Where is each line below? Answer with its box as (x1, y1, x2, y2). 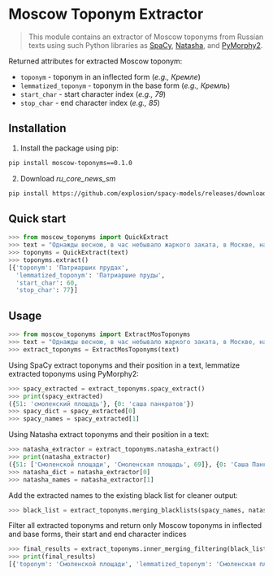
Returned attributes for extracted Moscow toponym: (8, 56, 183, 66)
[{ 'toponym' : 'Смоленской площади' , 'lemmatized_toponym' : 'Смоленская (8, 561, 256, 569)
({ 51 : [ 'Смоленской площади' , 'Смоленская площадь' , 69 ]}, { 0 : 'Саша (8, 460, 249, 469)
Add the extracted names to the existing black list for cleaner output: (8, 490, 238, 500)
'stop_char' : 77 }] (15, 286, 79, 295)
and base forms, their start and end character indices (8, 530, 187, 539)
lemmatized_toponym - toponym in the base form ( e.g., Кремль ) (19, 81, 230, 90)
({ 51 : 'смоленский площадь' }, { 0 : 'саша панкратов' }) (8, 399, 195, 408)
